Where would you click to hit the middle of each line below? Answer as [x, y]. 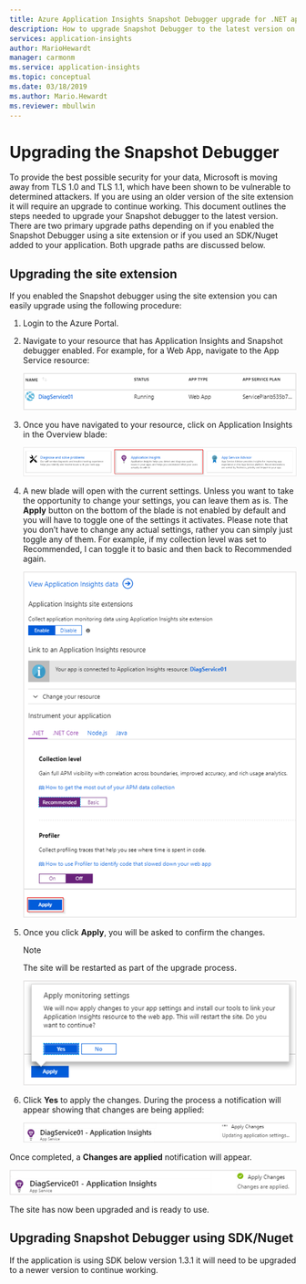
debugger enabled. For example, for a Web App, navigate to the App [151, 350]
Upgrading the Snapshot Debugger [144, 152]
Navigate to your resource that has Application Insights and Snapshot [153, 341]
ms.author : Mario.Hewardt [58, 96]
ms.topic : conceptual [51, 78]
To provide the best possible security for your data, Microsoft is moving [143, 177]
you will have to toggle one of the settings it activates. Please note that [155, 520]
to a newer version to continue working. [84, 1269]
